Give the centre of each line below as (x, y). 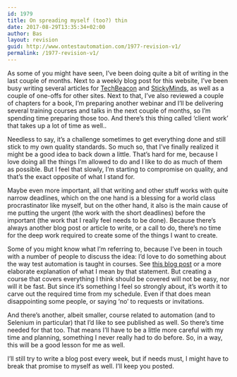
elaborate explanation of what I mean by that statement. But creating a (109, 271)
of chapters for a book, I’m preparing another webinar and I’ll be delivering (115, 103)
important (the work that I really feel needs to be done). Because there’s (112, 220)
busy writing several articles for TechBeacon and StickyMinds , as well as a (116, 88)
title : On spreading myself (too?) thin (68, 20)
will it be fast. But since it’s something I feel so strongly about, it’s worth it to (117, 286)
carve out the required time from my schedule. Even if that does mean (109, 294)
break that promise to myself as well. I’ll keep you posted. (91, 366)
